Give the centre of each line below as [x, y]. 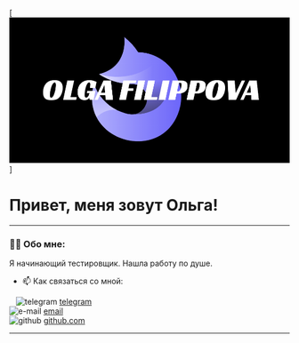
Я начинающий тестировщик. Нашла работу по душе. [111, 263]
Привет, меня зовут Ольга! [114, 205]
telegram [76, 301]
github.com [64, 320]
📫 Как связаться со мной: [73, 281]
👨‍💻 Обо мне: [37, 243]
